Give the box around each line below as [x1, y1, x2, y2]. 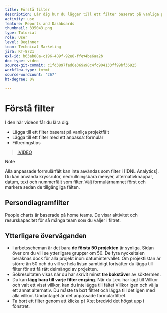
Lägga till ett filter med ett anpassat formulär [12, 134, 104, 140]
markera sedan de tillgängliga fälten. [5, 184, 80, 190]
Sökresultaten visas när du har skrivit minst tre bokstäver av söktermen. [12, 271, 161, 277]
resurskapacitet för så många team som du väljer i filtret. [5, 217, 121, 223]
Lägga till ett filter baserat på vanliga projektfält [12, 129, 109, 135]
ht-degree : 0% [5, 77, 35, 82]
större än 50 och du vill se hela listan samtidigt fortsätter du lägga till [12, 261, 153, 267]
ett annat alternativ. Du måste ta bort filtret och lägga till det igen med [12, 287, 155, 293]
